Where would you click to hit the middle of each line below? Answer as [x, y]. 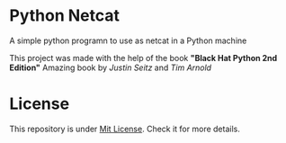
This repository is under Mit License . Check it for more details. [125, 129]
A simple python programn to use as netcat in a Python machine [128, 40]
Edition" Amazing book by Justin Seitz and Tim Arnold [111, 67]
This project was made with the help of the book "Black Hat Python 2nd [143, 58]
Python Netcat [64, 16]
